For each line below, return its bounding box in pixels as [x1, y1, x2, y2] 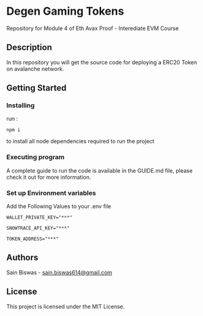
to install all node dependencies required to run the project [6, 138, 155, 145]
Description [6, 42, 52, 53]
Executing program [6, 153, 65, 162]
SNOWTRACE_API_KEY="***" [6, 225, 70, 231]
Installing [6, 101, 35, 110]
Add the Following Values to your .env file [6, 203, 112, 210]
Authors [6, 252, 39, 263]
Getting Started [6, 83, 67, 93]
